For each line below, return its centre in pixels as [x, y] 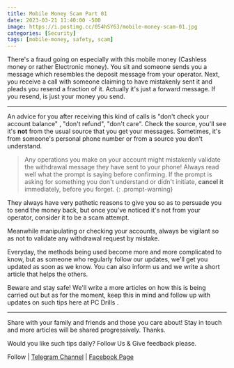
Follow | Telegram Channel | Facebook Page [71, 357]
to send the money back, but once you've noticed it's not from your [104, 210]
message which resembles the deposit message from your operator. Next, [114, 75]
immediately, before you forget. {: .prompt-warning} [99, 190]
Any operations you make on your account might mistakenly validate [122, 160]
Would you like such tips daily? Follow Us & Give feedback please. [102, 344]
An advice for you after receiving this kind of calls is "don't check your [108, 116]
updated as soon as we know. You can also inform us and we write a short [114, 267]
